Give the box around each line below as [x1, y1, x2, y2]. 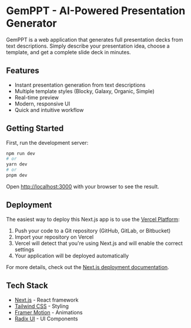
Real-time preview [14, 94, 59, 101]
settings [14, 246, 35, 253]
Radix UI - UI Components [14, 315, 78, 322]
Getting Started [6, 124, 64, 134]
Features [6, 66, 39, 76]
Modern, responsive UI [14, 100, 71, 107]
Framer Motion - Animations [14, 309, 83, 316]
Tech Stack [6, 281, 48, 291]
